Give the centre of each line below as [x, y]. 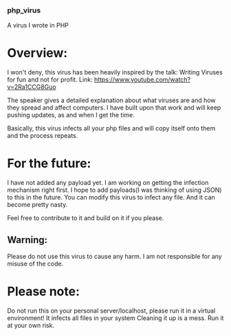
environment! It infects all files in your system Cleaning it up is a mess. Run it [115, 318]
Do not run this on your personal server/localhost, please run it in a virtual [111, 310]
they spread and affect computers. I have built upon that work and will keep [114, 108]
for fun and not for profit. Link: [50, 80]
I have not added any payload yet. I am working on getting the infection [108, 183]
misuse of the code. [35, 264]
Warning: [27, 240]
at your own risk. [31, 325]
